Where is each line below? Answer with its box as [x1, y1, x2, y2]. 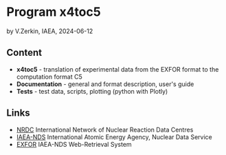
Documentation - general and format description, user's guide [16, 80, 194, 88]
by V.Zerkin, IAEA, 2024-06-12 [6, 27, 93, 35]
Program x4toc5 [6, 4, 101, 20]
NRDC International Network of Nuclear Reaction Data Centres [16, 125, 194, 134]
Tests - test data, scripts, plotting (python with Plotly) [16, 87, 168, 95]
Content [6, 47, 43, 59]
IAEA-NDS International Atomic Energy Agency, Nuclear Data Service [16, 132, 212, 141]
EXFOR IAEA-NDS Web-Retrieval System [16, 140, 132, 148]
